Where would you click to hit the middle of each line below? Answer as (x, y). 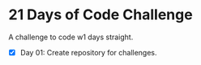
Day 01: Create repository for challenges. (88, 52)
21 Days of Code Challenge (100, 15)
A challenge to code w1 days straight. (71, 37)
